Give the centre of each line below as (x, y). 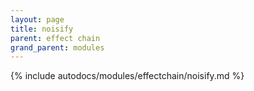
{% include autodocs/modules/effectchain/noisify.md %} (127, 76)
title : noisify (42, 29)
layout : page (37, 19)
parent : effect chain (55, 38)
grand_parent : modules (57, 47)
